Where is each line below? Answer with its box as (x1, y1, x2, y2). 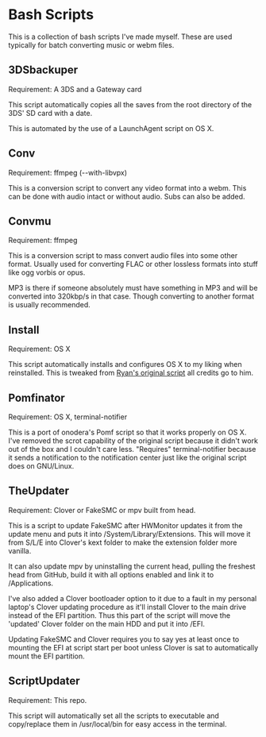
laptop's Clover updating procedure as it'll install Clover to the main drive (8, 602, 247, 612)
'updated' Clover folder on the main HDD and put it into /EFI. (8, 619, 205, 628)
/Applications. (8, 578, 54, 588)
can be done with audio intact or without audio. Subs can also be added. (8, 191, 245, 201)
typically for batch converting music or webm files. (8, 40, 175, 49)
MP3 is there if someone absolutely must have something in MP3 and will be (8, 284, 258, 293)
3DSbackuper (8, 64, 79, 77)
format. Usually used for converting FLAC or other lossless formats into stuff (8, 260, 258, 269)
